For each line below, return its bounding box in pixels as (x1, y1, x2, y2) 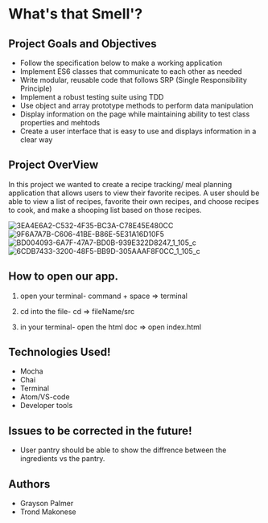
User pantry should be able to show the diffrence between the (19, 445, 227, 455)
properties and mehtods (19, 118, 101, 127)
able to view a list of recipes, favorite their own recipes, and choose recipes (8, 196, 259, 206)
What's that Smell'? (8, 5, 143, 23)
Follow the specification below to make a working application (19, 58, 223, 67)
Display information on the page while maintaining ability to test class (19, 109, 250, 119)
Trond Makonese (19, 507, 76, 517)
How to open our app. (8, 270, 119, 284)
